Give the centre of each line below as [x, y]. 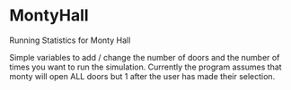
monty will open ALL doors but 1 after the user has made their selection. [142, 76]
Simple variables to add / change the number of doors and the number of [145, 57]
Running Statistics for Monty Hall [70, 40]
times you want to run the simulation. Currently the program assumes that [145, 67]
